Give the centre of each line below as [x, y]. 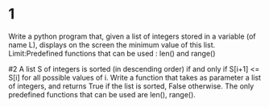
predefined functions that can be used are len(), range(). [102, 94]
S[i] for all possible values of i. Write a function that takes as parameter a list [135, 77]
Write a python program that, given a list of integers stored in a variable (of [132, 36]
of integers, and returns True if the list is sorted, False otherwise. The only [131, 86]
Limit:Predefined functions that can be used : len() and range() [112, 53]
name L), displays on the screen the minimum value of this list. [112, 44]
